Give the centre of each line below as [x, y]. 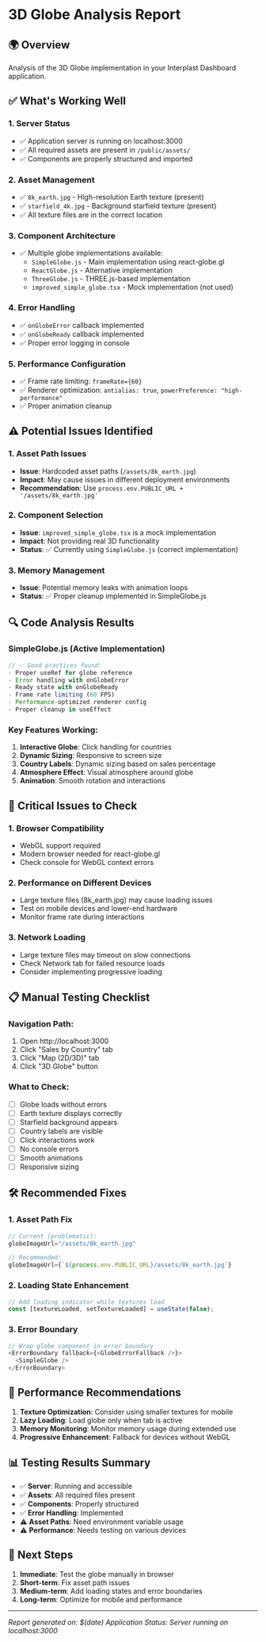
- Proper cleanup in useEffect [60, 710]
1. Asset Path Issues [47, 454]
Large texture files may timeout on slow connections [105, 954]
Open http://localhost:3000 [64, 1041]
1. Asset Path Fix [40, 1220]
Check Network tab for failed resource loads [92, 963]
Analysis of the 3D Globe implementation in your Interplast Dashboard [122, 68]
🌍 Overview [39, 45]
